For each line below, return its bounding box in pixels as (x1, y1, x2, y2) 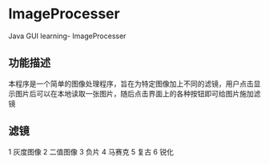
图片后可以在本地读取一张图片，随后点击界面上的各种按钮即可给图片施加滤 (14, 88, 261, 98)
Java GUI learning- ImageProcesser (8, 31, 126, 41)
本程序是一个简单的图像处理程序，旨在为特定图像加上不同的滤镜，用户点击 (8, 79, 254, 88)
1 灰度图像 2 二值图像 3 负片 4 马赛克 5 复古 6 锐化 (8, 146, 175, 156)
